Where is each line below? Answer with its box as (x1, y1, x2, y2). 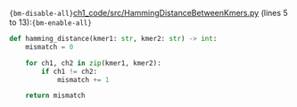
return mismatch (25, 91, 87, 101)
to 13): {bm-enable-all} (9, 17, 92, 28)
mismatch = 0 (25, 42, 74, 52)
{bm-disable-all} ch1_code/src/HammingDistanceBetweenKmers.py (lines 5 (9, 8, 288, 18)
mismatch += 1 (56, 75, 110, 84)
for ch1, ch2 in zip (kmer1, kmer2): (25, 58, 162, 68)
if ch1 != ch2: (41, 67, 98, 76)
